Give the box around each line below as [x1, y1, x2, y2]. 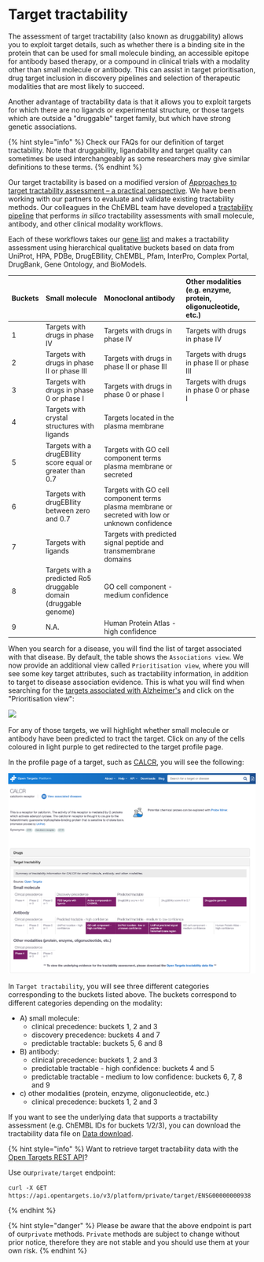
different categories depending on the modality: [8, 998, 163, 1007]
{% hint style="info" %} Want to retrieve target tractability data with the [8, 1144, 240, 1153]
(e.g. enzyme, [185, 285, 232, 295]
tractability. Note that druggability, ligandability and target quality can [8, 145, 232, 155]
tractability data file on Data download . [8, 1128, 134, 1138]
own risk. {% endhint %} [8, 1245, 88, 1255]
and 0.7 [46, 514, 71, 524]
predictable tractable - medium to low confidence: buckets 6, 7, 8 [31, 1072, 243, 1081]
